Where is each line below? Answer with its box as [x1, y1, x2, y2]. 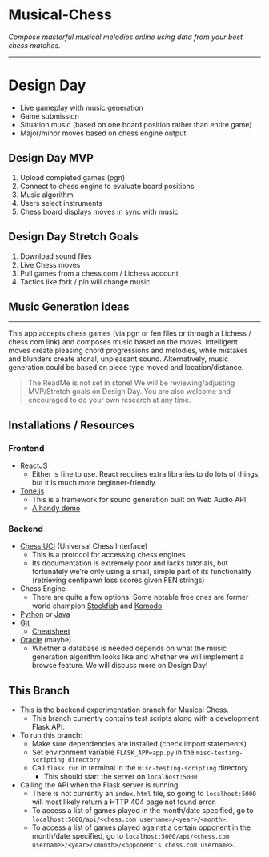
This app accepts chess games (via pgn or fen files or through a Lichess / [8, 328, 251, 338]
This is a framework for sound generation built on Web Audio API [31, 495, 247, 504]
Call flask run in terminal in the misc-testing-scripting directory [31, 763, 248, 773]
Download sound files [19, 251, 92, 261]
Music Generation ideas [8, 300, 130, 313]
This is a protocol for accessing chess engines [31, 550, 186, 560]
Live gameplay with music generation [19, 103, 143, 112]
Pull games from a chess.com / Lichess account [19, 268, 179, 278]
